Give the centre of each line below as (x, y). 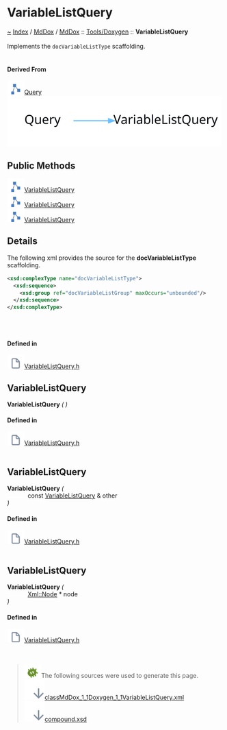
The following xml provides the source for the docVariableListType (102, 258)
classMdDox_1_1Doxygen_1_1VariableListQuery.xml (114, 698)
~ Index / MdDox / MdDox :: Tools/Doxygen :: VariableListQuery (98, 32)
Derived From (27, 69)
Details (22, 241)
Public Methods (41, 166)
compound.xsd (66, 719)
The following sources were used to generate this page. (119, 676)
